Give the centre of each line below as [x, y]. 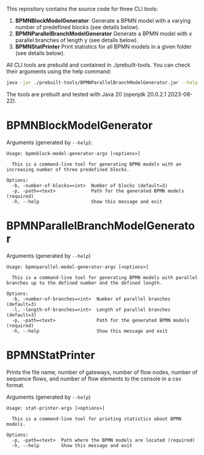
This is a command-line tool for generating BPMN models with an [97, 164]
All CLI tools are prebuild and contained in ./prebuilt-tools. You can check [98, 65]
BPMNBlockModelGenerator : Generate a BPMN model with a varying [103, 20]
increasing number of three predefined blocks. [68, 169]
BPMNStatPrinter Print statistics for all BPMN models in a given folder [104, 46]
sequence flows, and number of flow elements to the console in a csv [94, 379]
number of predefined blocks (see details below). [77, 27]
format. [16, 385]
